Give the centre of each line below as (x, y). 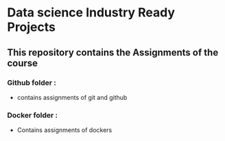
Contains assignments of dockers (64, 130)
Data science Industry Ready (91, 13)
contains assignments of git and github (72, 97)
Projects (32, 27)
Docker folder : (33, 115)
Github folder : (32, 82)
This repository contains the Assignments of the (113, 52)
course (23, 63)
